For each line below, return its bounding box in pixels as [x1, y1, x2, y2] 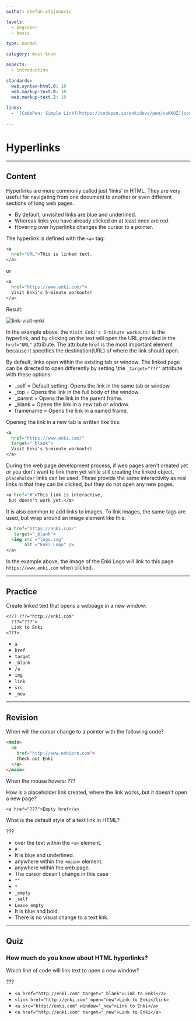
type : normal [6, 40, 38, 47]
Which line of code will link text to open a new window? [6, 967, 139, 974]
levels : [6, 19, 25, 25]
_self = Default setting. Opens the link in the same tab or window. [14, 382, 171, 389]
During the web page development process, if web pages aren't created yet [6, 462, 188, 469]
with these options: [6, 371, 52, 378]
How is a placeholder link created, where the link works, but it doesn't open [6, 789, 188, 796]
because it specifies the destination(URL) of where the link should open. [6, 347, 180, 354]
